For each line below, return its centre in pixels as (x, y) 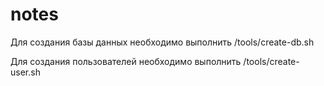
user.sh (25, 72)
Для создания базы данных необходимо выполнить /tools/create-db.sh (162, 42)
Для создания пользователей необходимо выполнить (126, 61)
